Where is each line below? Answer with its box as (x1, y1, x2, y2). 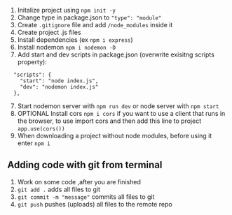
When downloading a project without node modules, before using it (17, 132, 212, 140)
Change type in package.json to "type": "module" (17, 13, 162, 22)
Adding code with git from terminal (7, 159, 163, 171)
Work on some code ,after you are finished (17, 177, 142, 186)
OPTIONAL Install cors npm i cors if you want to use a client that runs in (17, 110, 226, 117)
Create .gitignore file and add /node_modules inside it (17, 21, 173, 29)
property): (17, 58, 47, 66)
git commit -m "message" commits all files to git (17, 192, 155, 201)
